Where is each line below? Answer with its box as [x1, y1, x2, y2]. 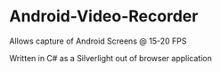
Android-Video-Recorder [9, 6, 199, 27]
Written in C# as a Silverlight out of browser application [9, 52, 212, 63]
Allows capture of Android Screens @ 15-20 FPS [9, 36, 187, 46]
